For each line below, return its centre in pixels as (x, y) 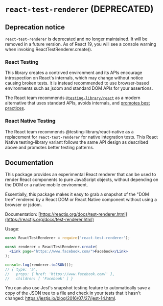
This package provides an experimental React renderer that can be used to (81, 175)
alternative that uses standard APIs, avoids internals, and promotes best (78, 103)
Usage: (12, 229)
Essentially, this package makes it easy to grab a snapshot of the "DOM (77, 194)
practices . (15, 108)
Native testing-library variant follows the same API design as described (77, 142)
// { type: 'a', (22, 269)
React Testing (22, 62)
